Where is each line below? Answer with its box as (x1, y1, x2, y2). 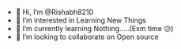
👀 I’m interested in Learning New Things (15, 16, 146, 25)
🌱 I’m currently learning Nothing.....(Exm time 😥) (15, 24, 174, 33)
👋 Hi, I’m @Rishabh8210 (15, 8, 94, 16)
